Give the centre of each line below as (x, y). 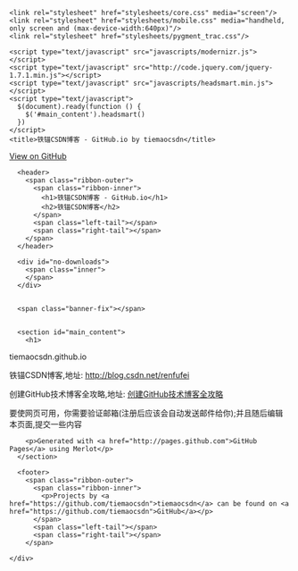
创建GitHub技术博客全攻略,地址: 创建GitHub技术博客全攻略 (116, 394)
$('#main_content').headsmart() (85, 114)
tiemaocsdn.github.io (48, 357)
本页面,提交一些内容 (46, 424)
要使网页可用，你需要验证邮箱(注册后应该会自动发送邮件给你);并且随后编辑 (146, 413)
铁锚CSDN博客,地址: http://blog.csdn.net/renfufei (99, 375)
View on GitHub (38, 156)
